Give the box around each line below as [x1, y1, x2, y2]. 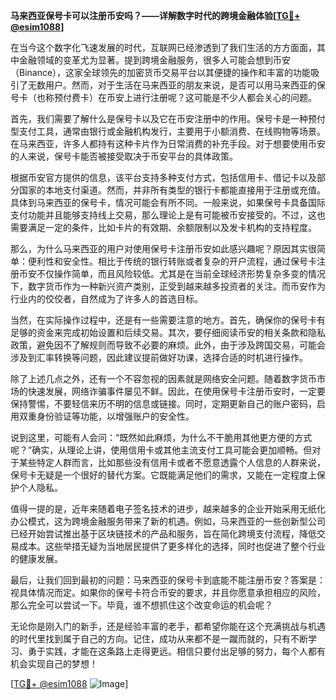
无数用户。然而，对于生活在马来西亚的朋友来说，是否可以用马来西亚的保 [27, 79, 326, 91]
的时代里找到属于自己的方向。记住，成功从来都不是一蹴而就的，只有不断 [10, 633, 308, 644]
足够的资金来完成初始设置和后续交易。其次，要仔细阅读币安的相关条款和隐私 [10, 327, 326, 338]
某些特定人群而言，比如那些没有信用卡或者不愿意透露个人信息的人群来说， [18, 457, 326, 468]
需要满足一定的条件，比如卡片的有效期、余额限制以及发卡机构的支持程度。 [10, 222, 317, 233]
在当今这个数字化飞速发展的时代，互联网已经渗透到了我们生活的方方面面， [10, 42, 317, 53]
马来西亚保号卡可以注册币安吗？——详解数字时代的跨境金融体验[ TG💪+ [10, 10, 301, 21]
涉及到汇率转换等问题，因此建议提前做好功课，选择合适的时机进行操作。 [10, 352, 308, 363]
